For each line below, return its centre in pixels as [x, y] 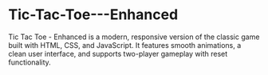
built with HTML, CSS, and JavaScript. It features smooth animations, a [125, 45]
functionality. [30, 62]
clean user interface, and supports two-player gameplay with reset [118, 53]
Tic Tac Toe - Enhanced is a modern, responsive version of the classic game [134, 37]
